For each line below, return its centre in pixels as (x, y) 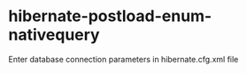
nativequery (54, 35)
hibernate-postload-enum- (110, 16)
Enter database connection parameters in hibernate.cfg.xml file (123, 59)
